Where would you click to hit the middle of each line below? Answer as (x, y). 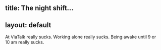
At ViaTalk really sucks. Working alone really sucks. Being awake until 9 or (81, 37)
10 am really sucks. (25, 42)
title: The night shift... (39, 8)
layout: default (28, 25)
